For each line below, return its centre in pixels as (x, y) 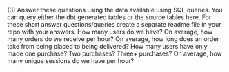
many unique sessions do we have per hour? (71, 61)
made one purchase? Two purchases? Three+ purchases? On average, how (114, 53)
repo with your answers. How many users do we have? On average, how (110, 32)
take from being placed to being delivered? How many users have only (108, 46)
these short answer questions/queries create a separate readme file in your (114, 24)
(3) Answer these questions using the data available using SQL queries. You (115, 10)
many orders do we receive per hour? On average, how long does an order (113, 39)
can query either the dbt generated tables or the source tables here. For (109, 17)
